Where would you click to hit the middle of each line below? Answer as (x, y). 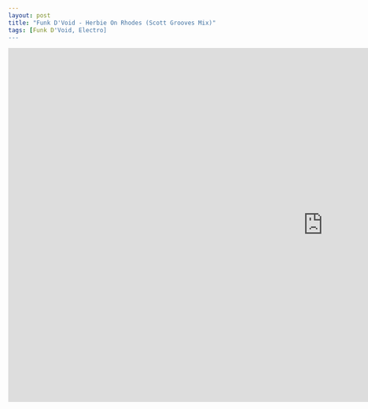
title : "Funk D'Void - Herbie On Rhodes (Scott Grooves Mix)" (112, 23)
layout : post (29, 15)
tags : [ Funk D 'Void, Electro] (58, 30)
